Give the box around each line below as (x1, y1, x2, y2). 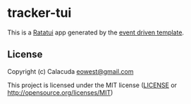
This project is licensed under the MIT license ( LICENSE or (7, 81, 178, 89)
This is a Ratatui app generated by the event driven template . (7, 28, 185, 37)
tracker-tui (7, 5, 72, 21)
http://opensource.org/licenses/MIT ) (7, 88, 113, 96)
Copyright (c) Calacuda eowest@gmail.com (7, 67, 134, 75)
